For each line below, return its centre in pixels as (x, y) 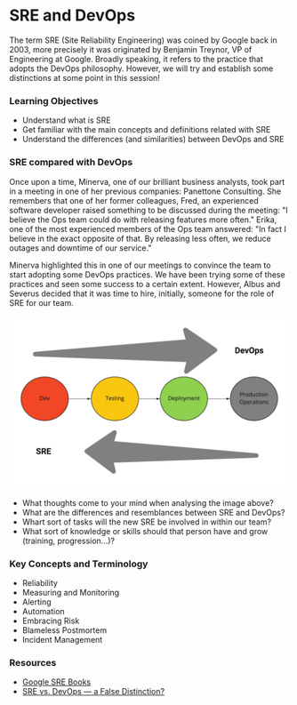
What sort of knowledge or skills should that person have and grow (145, 531)
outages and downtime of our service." (80, 248)
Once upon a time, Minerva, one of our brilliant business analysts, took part (147, 181)
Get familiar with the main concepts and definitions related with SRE (146, 130)
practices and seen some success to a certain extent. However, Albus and (145, 284)
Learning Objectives (54, 100)
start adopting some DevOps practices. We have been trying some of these (148, 274)
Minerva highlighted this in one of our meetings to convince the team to (140, 265)
